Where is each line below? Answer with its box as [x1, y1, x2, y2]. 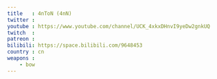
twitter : [7, 16, 36, 23]
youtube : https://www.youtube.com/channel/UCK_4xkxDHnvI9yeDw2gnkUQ [7, 23, 211, 30]
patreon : [7, 36, 36, 43]
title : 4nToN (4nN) [7, 10, 72, 17]
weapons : [7, 55, 36, 62]
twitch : [7, 29, 36, 36]
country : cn [7, 49, 45, 56]
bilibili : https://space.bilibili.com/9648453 [7, 42, 143, 49]
